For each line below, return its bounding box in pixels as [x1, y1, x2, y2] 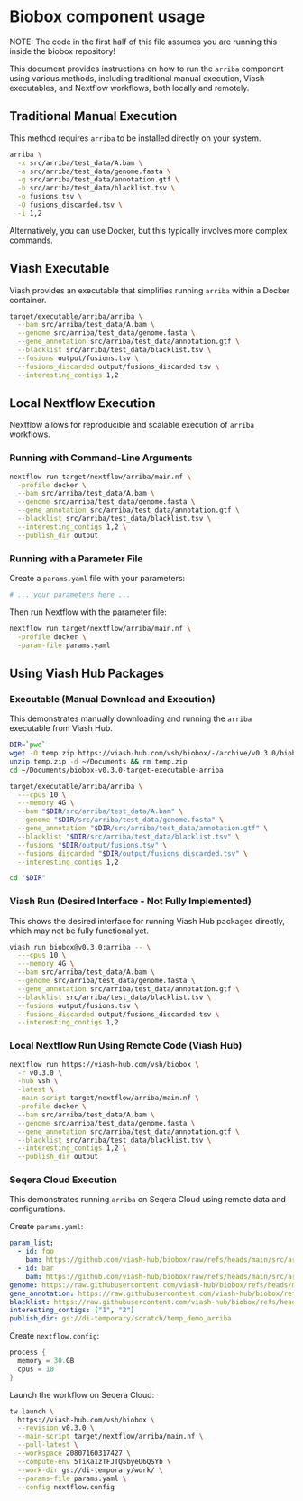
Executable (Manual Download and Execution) [9, 692, 216, 705]
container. [9, 294, 47, 305]
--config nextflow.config [17, 1482, 115, 1491]
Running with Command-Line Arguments [9, 451, 193, 464]
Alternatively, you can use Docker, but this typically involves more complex [9, 225, 288, 236]
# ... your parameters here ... [9, 589, 131, 599]
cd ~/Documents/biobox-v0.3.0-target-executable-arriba [9, 765, 224, 774]
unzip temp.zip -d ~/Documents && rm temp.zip [9, 756, 188, 766]
